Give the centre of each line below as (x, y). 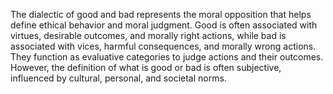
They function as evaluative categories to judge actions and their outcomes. (167, 57)
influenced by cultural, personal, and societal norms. (118, 78)
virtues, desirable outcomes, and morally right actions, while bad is (148, 35)
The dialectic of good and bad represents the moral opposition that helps (161, 14)
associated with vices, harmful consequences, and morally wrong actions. (163, 46)
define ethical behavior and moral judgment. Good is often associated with (164, 25)
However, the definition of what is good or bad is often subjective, (146, 67)
